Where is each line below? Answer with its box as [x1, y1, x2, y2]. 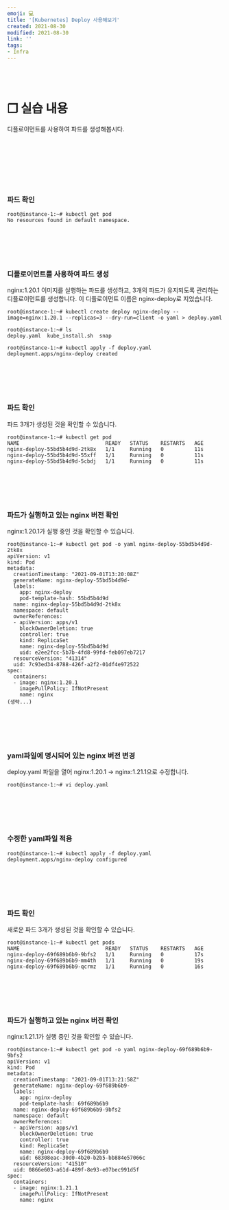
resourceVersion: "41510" [13, 1160, 88, 1167]
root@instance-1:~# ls [7, 327, 72, 333]
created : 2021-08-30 [7, 23, 67, 30]
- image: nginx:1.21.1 [13, 1185, 78, 1191]
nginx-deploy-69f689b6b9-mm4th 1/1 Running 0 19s [7, 957, 204, 964]
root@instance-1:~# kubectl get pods [7, 939, 115, 946]
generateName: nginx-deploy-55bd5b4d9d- [13, 577, 130, 584]
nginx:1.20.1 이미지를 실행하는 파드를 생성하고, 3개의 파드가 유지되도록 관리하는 [7, 286, 219, 294]
